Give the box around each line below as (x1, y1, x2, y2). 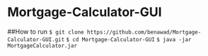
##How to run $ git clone (7, 27, 84, 36)
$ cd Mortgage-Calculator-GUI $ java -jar (66, 36, 192, 43)
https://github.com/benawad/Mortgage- (87, 29, 202, 36)
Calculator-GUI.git (7, 36, 65, 43)
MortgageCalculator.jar (7, 42, 78, 49)
